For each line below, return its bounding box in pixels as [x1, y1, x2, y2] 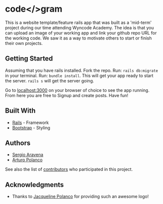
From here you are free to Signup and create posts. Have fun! [5, 92, 128, 98]
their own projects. [5, 40, 43, 46]
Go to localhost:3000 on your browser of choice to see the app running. [5, 87, 150, 93]
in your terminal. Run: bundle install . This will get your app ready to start [5, 72, 154, 79]
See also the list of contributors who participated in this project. [5, 166, 133, 172]
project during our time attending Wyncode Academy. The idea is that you [5, 24, 154, 30]
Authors [5, 139, 31, 147]
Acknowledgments [5, 181, 64, 189]
